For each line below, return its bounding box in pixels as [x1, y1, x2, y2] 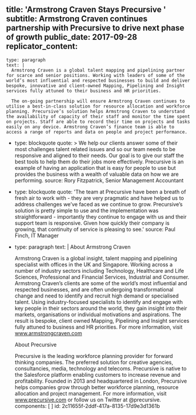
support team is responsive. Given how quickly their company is [14, 219, 170, 226]
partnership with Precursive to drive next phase [6, 23, 185, 33]
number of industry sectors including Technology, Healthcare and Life [14, 267, 184, 274]
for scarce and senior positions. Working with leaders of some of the [6, 72, 185, 78]
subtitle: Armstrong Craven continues [6, 14, 148, 24]
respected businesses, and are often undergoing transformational [14, 286, 174, 293]
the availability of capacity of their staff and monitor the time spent [6, 113, 191, 119]
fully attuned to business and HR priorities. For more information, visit [14, 323, 183, 330]
